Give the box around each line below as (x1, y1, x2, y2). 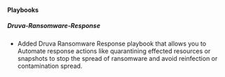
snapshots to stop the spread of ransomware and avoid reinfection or (17, 54, 218, 62)
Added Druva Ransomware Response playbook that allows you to (17, 39, 207, 48)
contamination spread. (17, 62, 83, 70)
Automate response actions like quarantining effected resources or (17, 46, 211, 55)
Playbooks (7, 6, 39, 14)
